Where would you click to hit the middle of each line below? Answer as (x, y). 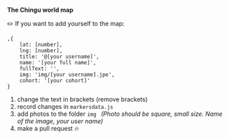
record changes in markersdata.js (65, 106)
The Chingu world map (40, 10)
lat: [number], (41, 45)
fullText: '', (39, 68)
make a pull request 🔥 (48, 128)
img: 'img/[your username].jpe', (67, 75)
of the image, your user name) (60, 121)
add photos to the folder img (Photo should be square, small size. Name (120, 114)
